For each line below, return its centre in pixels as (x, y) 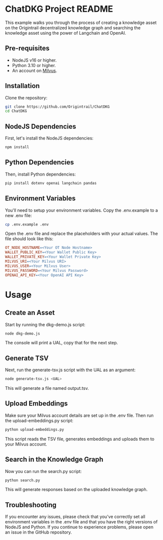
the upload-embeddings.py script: (39, 420)
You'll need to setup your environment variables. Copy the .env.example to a (81, 210)
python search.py (23, 480)
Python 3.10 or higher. (34, 65)
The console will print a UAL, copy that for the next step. (62, 343)
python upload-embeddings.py (35, 429)
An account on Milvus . (35, 70)
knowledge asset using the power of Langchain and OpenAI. (66, 33)
